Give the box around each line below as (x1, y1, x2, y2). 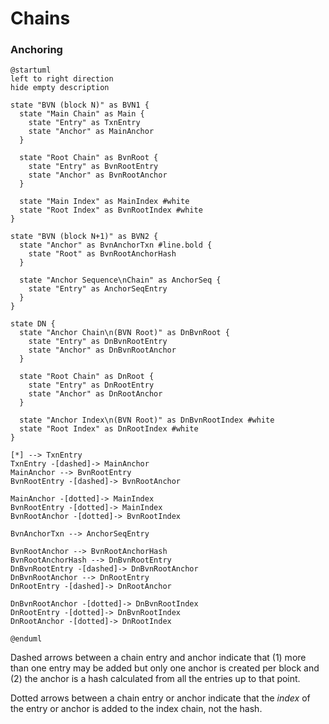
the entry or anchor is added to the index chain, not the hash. (10, 703, 263, 715)
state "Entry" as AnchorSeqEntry (28, 284, 168, 294)
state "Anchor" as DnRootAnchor (28, 389, 163, 399)
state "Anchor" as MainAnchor (28, 127, 155, 137)
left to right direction (10, 74, 114, 84)
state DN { (10, 319, 56, 329)
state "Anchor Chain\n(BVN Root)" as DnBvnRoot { (19, 328, 230, 338)
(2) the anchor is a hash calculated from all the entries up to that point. (10, 673, 301, 685)
